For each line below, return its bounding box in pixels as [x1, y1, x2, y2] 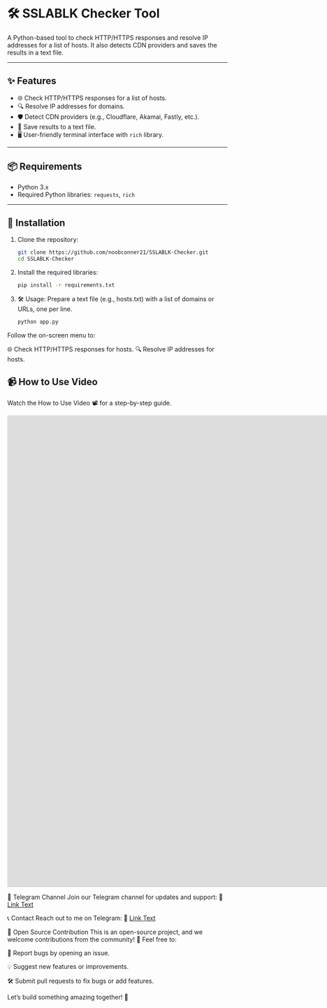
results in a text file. [7, 48, 64, 57]
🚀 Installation [7, 217, 66, 229]
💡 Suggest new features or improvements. [7, 962, 129, 970]
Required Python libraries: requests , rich [17, 190, 135, 199]
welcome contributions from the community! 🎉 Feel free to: [7, 935, 177, 944]
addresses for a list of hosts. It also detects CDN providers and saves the [7, 41, 218, 49]
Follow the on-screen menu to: [7, 331, 96, 339]
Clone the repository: [17, 236, 79, 244]
